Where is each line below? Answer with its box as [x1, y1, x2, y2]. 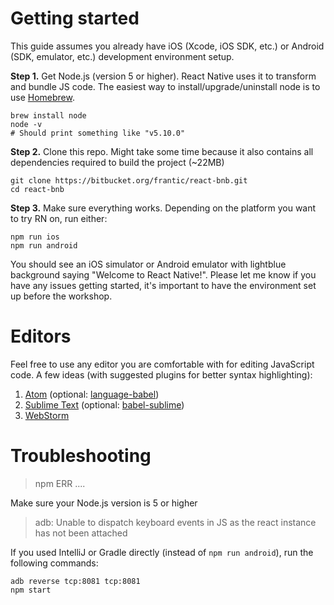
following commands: [10, 557, 99, 569]
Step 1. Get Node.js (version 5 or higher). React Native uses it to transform [10, 70, 317, 82]
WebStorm [24, 409, 70, 421]
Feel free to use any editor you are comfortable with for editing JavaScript [10, 358, 315, 370]
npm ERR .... [34, 477, 86, 489]
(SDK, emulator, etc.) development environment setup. [10, 50, 235, 62]
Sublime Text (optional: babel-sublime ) [24, 398, 185, 411]
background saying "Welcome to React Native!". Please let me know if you [10, 268, 317, 281]
